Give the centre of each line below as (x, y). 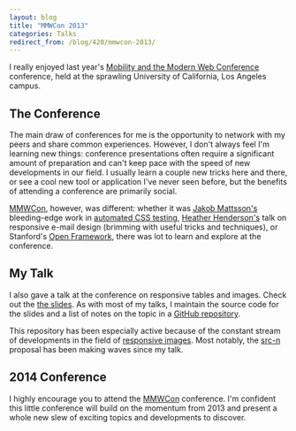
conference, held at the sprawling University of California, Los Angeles (138, 77)
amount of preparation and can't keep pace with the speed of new (130, 163)
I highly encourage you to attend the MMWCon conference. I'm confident (143, 398)
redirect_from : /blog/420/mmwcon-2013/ (83, 42)
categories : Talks (43, 34)
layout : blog (33, 17)
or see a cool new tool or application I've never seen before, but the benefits (148, 182)
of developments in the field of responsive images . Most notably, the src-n (145, 340)
